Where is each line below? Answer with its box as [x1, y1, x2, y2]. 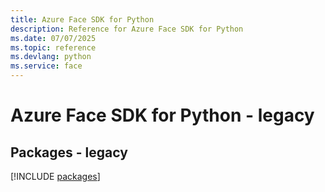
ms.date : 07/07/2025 [10, 33, 97, 43]
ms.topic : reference [10, 42, 97, 53]
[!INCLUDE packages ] [10, 171, 101, 182]
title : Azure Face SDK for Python [10, 14, 155, 25]
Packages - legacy [10, 144, 128, 161]
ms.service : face [10, 61, 83, 71]
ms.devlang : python [10, 52, 92, 62]
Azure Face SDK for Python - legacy [10, 104, 315, 127]
